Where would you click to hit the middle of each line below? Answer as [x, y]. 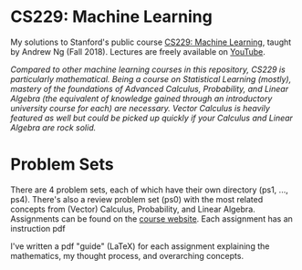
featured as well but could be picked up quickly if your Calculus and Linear [151, 118]
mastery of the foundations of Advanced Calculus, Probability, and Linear [150, 88]
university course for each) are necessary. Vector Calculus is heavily [140, 108]
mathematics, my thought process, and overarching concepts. [127, 255]
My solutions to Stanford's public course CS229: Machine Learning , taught [151, 42]
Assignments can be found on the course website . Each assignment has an [151, 218]
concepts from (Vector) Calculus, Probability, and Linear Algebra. [133, 209]
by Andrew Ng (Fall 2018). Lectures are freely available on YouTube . [138, 51]
